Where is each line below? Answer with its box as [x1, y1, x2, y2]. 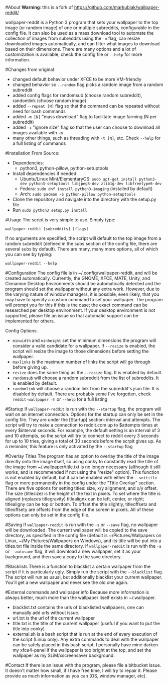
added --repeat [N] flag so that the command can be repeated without [12, 103, 160, 109]
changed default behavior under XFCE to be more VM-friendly [12, 76, 142, 82]
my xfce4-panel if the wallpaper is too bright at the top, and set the [12, 647, 151, 653]
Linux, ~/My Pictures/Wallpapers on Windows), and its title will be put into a [5, 538, 161, 544]
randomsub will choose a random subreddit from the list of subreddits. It [12, 375, 159, 381]
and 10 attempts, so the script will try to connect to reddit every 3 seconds [5, 433, 159, 439]
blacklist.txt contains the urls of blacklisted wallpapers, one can [12, 605, 144, 610]
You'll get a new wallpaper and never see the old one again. [5, 579, 129, 585]
